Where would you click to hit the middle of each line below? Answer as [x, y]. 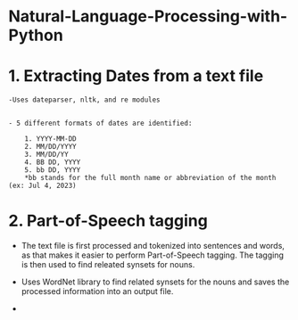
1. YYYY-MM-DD [50, 139]
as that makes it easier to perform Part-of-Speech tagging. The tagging [153, 255]
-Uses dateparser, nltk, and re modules [85, 100]
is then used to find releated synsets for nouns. [108, 265]
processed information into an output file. [97, 291]
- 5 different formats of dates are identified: [100, 123]
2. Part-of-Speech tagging [108, 221]
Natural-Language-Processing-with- [148, 16]
